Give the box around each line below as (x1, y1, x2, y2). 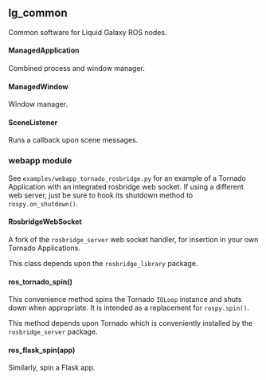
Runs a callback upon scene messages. (8, 135, 139, 145)
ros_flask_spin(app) (8, 345, 76, 355)
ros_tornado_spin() (8, 276, 73, 286)
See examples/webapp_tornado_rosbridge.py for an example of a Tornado (8, 173, 247, 182)
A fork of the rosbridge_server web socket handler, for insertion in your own (8, 234, 259, 244)
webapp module (8, 155, 72, 166)
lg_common (8, 6, 68, 20)
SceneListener (8, 117, 58, 127)
